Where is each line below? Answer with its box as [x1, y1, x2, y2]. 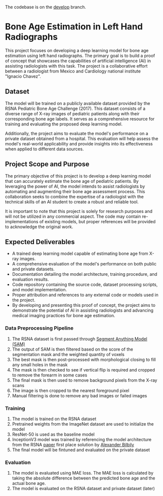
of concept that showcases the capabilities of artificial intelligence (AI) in [5, 58, 151, 64]
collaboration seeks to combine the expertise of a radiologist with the [5, 194, 144, 199]
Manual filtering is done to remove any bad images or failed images [12, 392, 147, 398]
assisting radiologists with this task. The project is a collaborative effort [5, 63, 148, 69]
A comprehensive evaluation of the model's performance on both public [12, 261, 157, 267]
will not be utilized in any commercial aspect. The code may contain [5, 213, 141, 219]
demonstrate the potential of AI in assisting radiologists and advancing [12, 307, 154, 313]
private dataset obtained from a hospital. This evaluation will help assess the [5, 136, 159, 142]
